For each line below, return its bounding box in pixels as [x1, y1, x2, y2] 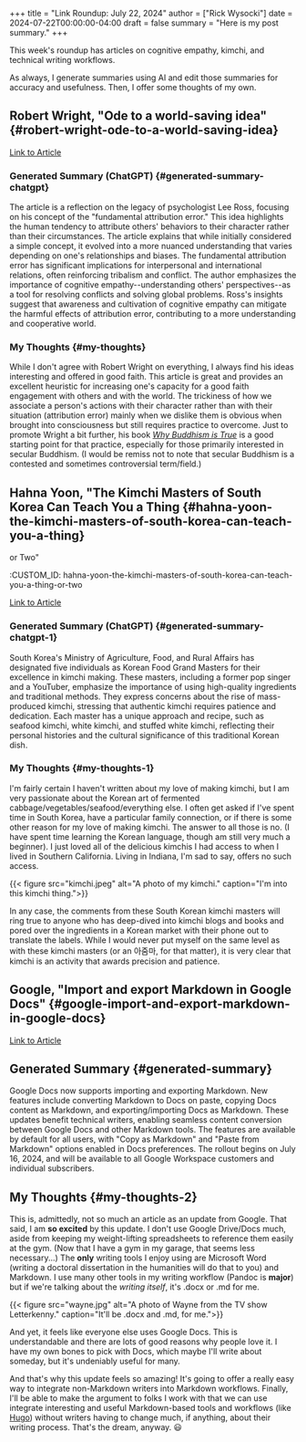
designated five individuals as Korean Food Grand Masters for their [9, 662, 261, 673]
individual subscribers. [9, 1163, 95, 1174]
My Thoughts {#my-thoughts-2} [9, 1189, 198, 1205]
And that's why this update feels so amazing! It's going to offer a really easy [9, 1374, 294, 1385]
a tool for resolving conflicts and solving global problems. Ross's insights [9, 289, 284, 300]
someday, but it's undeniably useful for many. [9, 1355, 180, 1367]
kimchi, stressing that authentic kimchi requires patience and [47, 700, 276, 711]
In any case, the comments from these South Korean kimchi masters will [9, 905, 280, 916]
